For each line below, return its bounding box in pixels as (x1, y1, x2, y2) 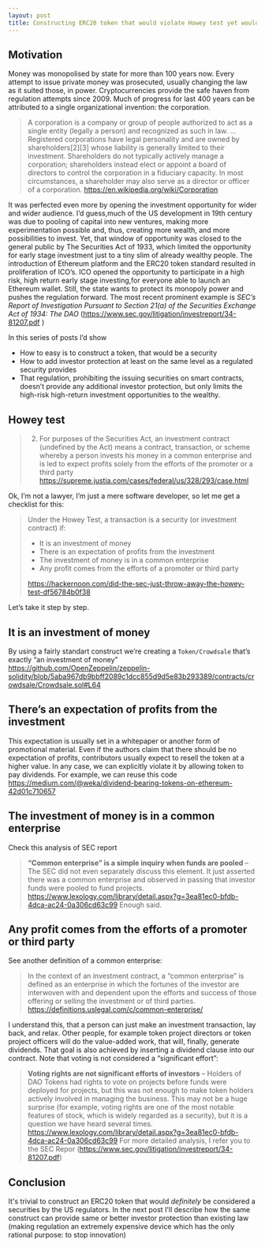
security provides (19, 365, 77, 375)
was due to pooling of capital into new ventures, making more (8, 217, 209, 227)
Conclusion (8, 1175, 66, 1189)
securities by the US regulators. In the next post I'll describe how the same (8, 1205, 251, 1215)
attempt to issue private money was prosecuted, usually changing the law (8, 77, 248, 87)
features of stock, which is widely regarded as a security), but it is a (27, 1110, 248, 1121)
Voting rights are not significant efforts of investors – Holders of (27, 1069, 242, 1078)
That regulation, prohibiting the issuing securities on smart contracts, (19, 373, 244, 383)
